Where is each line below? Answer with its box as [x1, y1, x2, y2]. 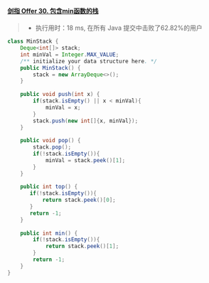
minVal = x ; [45, 104, 81, 111]
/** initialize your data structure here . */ [20, 58, 158, 65]
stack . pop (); [33, 144, 72, 151]
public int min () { [20, 230, 78, 237]
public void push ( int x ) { [20, 91, 100, 98]
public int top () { [20, 183, 78, 191]
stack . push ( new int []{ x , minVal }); [33, 117, 139, 124]
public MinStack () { [20, 64, 81, 71]
